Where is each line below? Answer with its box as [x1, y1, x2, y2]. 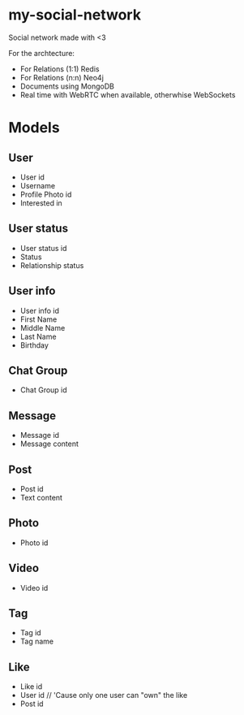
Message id [19, 431, 59, 440]
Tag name [19, 636, 54, 647]
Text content [19, 493, 63, 502]
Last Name [19, 331, 57, 341]
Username [19, 180, 55, 190]
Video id [19, 583, 49, 592]
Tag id [19, 628, 42, 638]
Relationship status [19, 260, 84, 270]
